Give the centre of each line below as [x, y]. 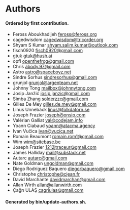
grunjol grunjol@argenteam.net [45, 83]
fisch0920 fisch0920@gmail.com [47, 51]
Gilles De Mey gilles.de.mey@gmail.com [55, 104]
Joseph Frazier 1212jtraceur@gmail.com [54, 147]
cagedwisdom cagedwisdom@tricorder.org [58, 40]
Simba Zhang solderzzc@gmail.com [50, 99]
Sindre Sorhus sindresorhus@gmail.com [55, 77]
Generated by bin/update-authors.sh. [46, 202]
